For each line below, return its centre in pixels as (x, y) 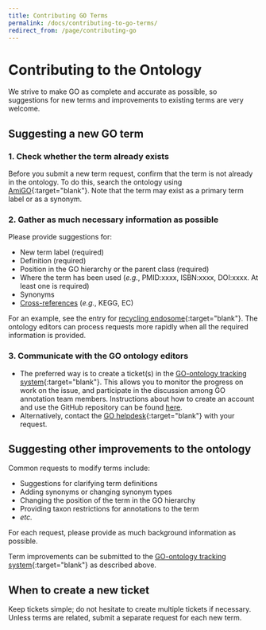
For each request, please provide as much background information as (122, 533)
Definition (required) (53, 261)
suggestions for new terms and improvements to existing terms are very (126, 100)
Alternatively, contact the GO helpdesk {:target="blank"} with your (127, 415)
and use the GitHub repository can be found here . (101, 407)
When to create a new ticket (79, 590)
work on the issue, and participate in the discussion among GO (123, 390)
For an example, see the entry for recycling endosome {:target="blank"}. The (133, 318)
